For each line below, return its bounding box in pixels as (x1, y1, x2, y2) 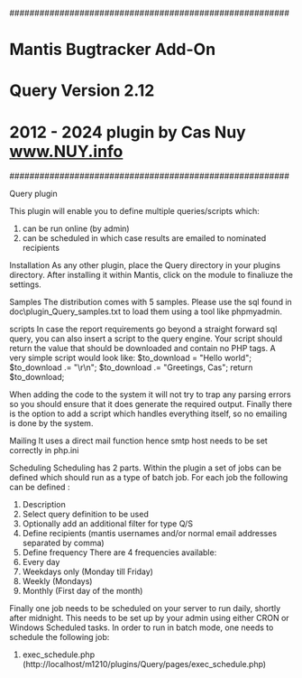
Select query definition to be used (22, 509, 149, 520)
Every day (22, 557, 60, 568)
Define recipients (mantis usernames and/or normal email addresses (22, 528, 278, 539)
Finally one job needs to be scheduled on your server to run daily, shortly (9, 603, 281, 614)
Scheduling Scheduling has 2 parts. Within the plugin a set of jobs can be (9, 462, 282, 473)
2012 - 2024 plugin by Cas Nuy (9, 122, 246, 143)
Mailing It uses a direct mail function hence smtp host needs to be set (9, 435, 268, 446)
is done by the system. (9, 418, 94, 429)
